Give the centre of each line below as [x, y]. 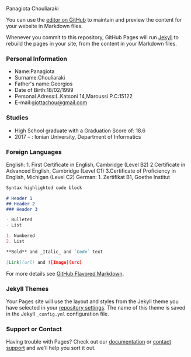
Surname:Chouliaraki [40, 78]
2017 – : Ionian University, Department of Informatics [78, 136]
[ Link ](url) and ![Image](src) [44, 262]
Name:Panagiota [34, 71]
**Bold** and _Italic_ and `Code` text [55, 252]
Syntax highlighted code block [44, 188]
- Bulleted [19, 220]
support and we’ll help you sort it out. [51, 348]
